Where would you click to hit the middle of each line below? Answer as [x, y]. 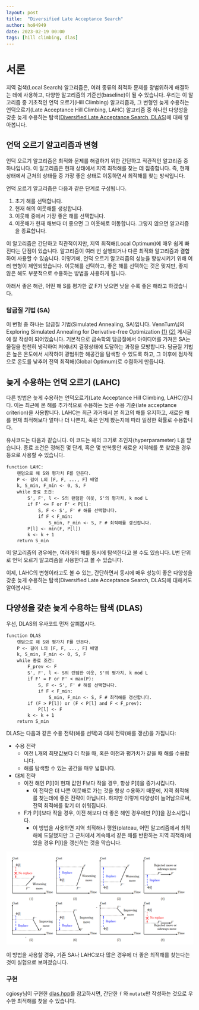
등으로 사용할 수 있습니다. [36, 455]
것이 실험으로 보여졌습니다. [37, 962]
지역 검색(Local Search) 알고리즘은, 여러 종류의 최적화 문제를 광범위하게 [90, 88]
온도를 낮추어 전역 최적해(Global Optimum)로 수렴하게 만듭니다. [91, 362]
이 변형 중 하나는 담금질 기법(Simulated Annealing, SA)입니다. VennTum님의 [95, 324]
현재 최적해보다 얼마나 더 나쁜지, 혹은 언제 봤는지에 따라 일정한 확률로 [92, 419]
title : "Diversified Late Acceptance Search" [65, 19]
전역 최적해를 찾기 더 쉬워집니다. [70, 805]
